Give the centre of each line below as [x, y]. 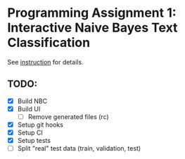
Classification [49, 43]
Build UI [29, 109]
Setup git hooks [40, 125]
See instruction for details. [45, 62]
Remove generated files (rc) [68, 116]
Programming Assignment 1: [92, 13]
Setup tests [34, 141]
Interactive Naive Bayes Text [92, 28]
